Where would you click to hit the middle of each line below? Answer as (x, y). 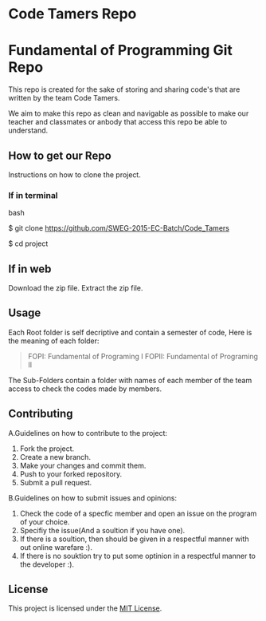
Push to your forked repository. (71, 474)
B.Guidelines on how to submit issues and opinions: (93, 498)
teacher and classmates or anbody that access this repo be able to (118, 122)
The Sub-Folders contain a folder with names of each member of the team (130, 380)
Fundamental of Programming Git (121, 51)
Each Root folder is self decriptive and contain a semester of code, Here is (130, 332)
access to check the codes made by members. (85, 389)
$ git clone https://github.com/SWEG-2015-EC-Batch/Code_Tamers (119, 228)
